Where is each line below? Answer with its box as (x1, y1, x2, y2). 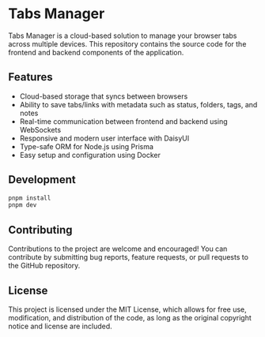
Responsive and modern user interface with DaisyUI (19, 133, 190, 143)
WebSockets (19, 125, 62, 134)
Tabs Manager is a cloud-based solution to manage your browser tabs (8, 31, 237, 40)
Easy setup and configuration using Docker (19, 150, 161, 159)
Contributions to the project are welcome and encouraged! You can (8, 244, 228, 253)
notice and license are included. (8, 321, 112, 331)
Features (8, 70, 53, 84)
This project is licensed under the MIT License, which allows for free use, (8, 305, 247, 314)
